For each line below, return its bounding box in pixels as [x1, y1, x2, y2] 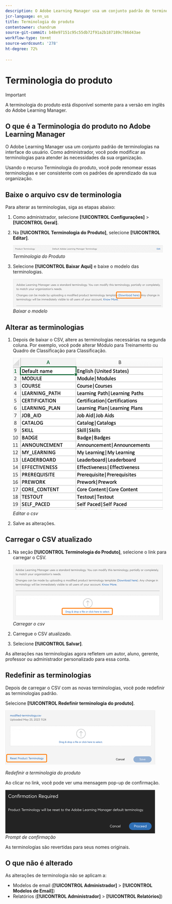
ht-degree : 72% [5, 46, 38, 51]
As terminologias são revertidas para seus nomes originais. [5, 844, 131, 850]
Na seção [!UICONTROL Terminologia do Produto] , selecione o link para [12, 549, 167, 555]
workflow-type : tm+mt [5, 36, 52, 41]
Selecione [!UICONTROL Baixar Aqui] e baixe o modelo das [12, 263, 139, 270]
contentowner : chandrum [5, 25, 56, 30]
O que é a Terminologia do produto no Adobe [5, 121, 151, 131]
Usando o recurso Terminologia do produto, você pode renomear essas [5, 165, 157, 171]
